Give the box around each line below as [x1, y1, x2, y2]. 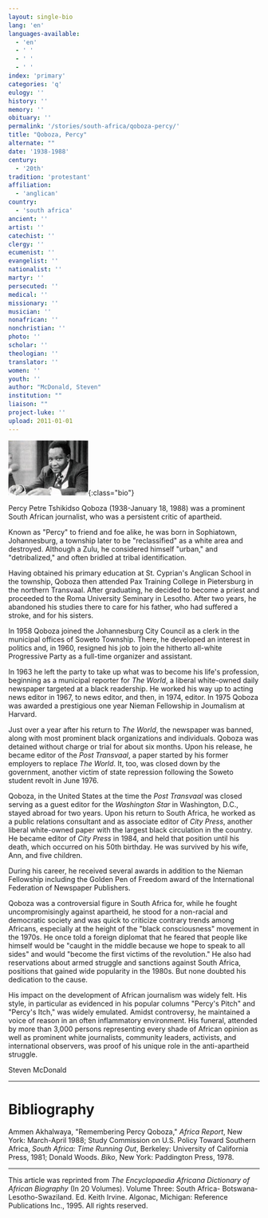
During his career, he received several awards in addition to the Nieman [8, 866, 243, 876]
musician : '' [8, 307, 52, 315]
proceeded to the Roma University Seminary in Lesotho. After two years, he [8, 593, 257, 603]
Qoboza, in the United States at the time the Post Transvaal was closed [8, 791, 242, 801]
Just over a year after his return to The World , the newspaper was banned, [8, 725, 254, 734]
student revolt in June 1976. [8, 775, 100, 785]
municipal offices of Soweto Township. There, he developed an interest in [8, 635, 250, 644]
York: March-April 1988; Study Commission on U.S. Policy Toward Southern [8, 1135, 257, 1145]
